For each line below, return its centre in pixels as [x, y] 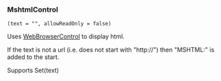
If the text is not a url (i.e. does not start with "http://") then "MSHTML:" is [111, 50]
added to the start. [33, 57]
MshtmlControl [32, 10]
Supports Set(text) [33, 71]
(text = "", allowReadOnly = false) [59, 24]
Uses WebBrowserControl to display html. [66, 36]
